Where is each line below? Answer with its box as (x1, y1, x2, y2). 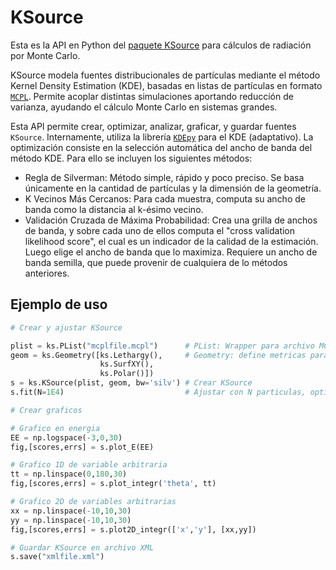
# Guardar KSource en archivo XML (10, 542, 155, 553)
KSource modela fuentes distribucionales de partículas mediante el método (10, 69, 321, 81)
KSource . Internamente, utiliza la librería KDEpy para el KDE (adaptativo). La (10, 131, 314, 143)
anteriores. (24, 267, 70, 279)
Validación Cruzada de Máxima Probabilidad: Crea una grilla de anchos (24, 214, 318, 226)
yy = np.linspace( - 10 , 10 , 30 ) (10, 515, 132, 525)
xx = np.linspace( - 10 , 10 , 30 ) (10, 506, 132, 516)
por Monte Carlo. (10, 49, 81, 61)
